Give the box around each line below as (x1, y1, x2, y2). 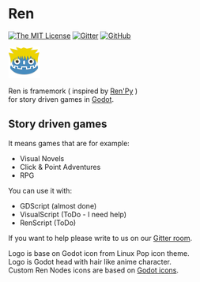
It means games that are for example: (8, 138, 130, 148)
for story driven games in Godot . (8, 94, 115, 103)
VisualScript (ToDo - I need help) (19, 209, 127, 219)
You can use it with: (8, 186, 73, 195)
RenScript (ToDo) (19, 218, 77, 227)
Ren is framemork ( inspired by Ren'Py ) (8, 86, 138, 96)
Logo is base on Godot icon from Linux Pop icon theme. (8, 248, 190, 258)
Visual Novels (19, 153, 65, 163)
